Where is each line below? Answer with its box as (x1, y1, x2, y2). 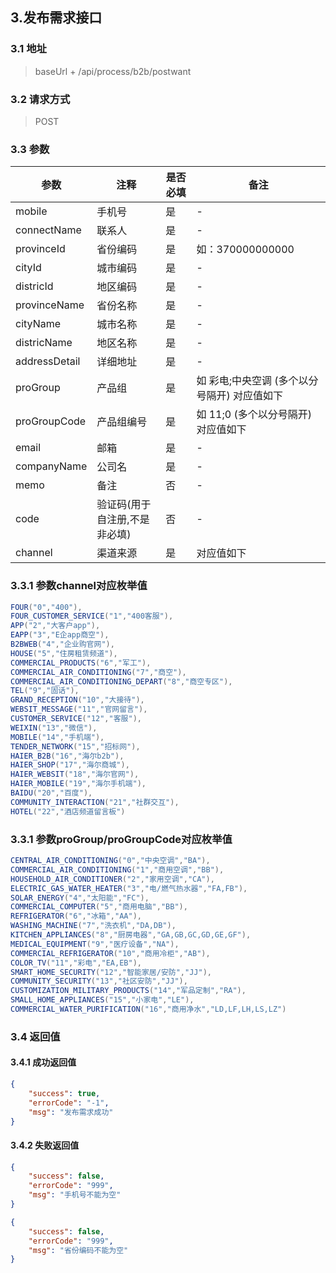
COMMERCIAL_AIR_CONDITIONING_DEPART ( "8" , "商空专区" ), (10, 676, 233, 687)
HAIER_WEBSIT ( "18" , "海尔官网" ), (10, 769, 140, 780)
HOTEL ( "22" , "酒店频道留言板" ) (10, 806, 126, 817)
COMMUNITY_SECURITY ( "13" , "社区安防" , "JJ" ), (10, 976, 188, 987)
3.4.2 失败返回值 (10, 1139, 80, 1151)
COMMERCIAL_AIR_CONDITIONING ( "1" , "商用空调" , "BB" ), (10, 864, 225, 875)
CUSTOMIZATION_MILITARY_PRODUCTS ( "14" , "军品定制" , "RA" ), (10, 986, 247, 996)
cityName (15, 317, 62, 331)
